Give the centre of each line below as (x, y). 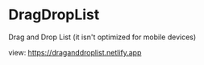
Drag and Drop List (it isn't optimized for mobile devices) (102, 37)
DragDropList (54, 15)
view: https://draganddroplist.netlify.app (75, 52)
